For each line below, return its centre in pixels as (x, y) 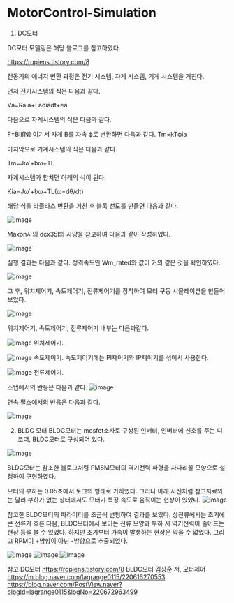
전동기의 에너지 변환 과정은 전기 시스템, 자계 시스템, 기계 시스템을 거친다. (106, 76)
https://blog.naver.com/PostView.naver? (65, 584)
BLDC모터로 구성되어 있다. (68, 439)
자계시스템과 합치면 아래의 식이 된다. (57, 177)
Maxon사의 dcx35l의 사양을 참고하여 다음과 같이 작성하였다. (89, 234)
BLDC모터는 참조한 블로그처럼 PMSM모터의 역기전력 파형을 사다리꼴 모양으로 (112, 467)
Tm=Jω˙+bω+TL (31, 163)
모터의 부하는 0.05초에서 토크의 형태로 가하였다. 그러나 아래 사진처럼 (100, 491)
